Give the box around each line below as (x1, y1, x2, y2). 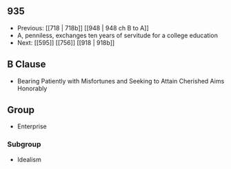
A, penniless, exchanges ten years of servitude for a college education (17, 31, 219, 39)
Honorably (17, 84, 48, 92)
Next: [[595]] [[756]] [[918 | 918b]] (17, 38, 115, 47)
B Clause (7, 59, 46, 70)
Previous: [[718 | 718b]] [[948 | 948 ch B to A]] (17, 23, 150, 32)
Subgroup (7, 139, 41, 149)
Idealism (17, 155, 41, 163)
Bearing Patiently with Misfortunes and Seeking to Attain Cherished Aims (17, 77, 225, 85)
